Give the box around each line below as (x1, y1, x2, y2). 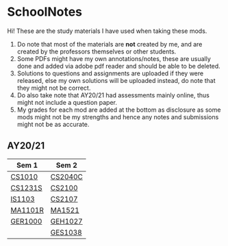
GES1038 (50, 227, 82, 237)
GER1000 (10, 217, 42, 226)
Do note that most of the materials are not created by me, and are (16, 40, 203, 48)
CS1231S (10, 183, 42, 193)
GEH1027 (50, 217, 84, 226)
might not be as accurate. (16, 120, 90, 128)
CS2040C (50, 172, 84, 182)
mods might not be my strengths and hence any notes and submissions (16, 112, 219, 121)
